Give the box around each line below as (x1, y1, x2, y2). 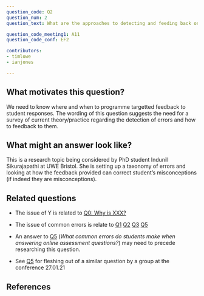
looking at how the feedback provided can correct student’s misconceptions (6, 169, 197, 176)
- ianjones (6, 59, 34, 65)
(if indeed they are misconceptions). (6, 176, 97, 183)
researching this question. (15, 246, 81, 253)
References (6, 281, 51, 292)
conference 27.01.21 (15, 264, 66, 271)
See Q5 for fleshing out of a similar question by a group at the (15, 258, 170, 265)
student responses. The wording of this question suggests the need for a (6, 109, 189, 117)
